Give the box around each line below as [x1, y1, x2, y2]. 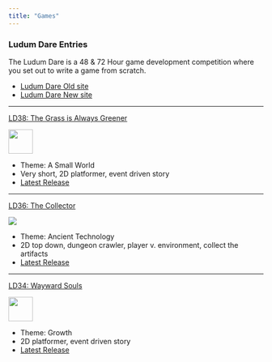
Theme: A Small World [19, 160, 96, 170]
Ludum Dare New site [19, 90, 93, 100]
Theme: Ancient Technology [19, 232, 115, 241]
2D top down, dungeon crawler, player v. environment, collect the [19, 240, 239, 249]
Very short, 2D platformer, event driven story [19, 168, 170, 178]
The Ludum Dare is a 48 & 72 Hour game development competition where [8, 57, 255, 66]
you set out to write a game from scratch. [8, 66, 147, 75]
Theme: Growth [19, 327, 73, 337]
